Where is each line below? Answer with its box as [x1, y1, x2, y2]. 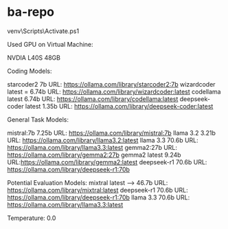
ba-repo [7, 4, 55, 20]
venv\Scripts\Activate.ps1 [7, 27, 80, 35]
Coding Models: [7, 67, 52, 75]
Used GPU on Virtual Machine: [7, 40, 94, 48]
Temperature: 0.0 [7, 214, 56, 222]
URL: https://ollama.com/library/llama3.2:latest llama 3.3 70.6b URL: [7, 135, 199, 144]
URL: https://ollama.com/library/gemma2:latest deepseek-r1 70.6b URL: [7, 157, 207, 166]
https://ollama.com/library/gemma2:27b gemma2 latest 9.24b [7, 151, 181, 159]
